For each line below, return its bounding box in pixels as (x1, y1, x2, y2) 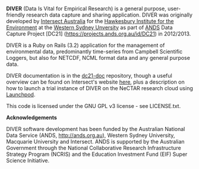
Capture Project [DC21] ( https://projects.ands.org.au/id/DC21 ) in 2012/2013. (6, 30, 191, 37)
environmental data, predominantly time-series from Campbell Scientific (6, 48, 183, 55)
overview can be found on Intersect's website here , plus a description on (6, 78, 185, 85)
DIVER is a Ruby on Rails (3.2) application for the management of (6, 42, 165, 49)
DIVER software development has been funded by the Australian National (6, 126, 185, 132)
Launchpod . (6, 91, 36, 98)
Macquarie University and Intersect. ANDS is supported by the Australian (6, 138, 185, 145)
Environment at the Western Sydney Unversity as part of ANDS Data (6, 24, 173, 31)
